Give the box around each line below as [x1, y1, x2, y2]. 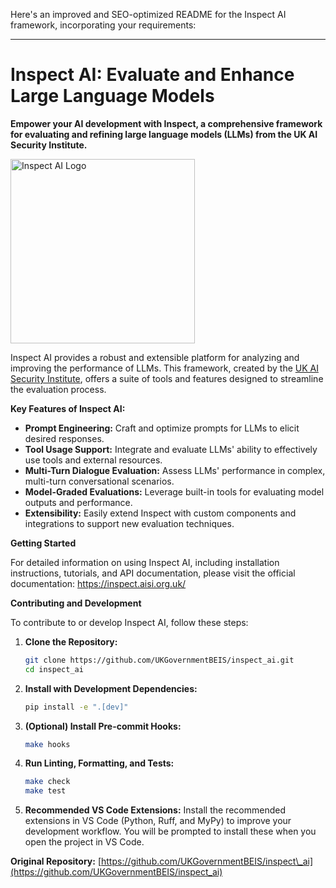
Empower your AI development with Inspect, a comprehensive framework [10, 117, 323, 129]
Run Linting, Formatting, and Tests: [24, 757, 175, 769]
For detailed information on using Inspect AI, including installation [10, 556, 280, 568]
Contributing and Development [10, 597, 142, 609]
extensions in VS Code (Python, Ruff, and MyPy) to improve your [24, 815, 292, 827]
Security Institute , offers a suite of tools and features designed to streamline [10, 372, 324, 384]
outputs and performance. [24, 496, 133, 508]
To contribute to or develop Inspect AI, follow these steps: [10, 616, 249, 628]
